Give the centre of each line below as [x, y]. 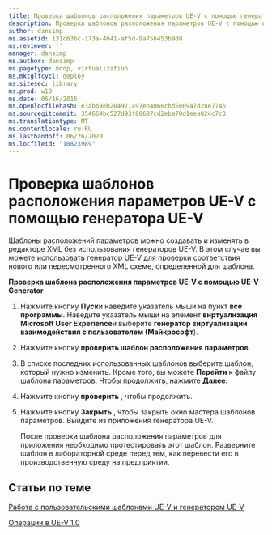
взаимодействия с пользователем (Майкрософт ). [109, 332]
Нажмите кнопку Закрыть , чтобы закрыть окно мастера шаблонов [138, 412]
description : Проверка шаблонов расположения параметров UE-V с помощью [134, 23]
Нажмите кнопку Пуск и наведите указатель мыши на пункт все [131, 306]
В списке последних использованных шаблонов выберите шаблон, [136, 363]
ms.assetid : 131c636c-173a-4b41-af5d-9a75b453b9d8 [96, 38]
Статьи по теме [50, 488]
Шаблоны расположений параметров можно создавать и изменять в [129, 240]
